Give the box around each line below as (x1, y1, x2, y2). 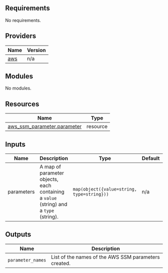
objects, (39, 176, 58, 183)
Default (141, 155, 160, 162)
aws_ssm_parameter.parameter (7, 123, 82, 130)
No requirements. (5, 17, 41, 23)
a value (39, 194, 57, 201)
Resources (5, 99, 39, 108)
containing (39, 188, 65, 195)
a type (39, 207, 54, 214)
